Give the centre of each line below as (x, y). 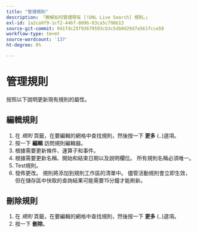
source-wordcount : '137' (37, 39)
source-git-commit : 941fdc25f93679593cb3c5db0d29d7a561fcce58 (85, 28)
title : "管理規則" (27, 12)
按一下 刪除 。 (31, 224)
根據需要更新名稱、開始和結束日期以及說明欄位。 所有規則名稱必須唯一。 (104, 158)
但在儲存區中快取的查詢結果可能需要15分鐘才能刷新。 (80, 180)
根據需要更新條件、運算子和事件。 (57, 151)
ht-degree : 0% (24, 45)
